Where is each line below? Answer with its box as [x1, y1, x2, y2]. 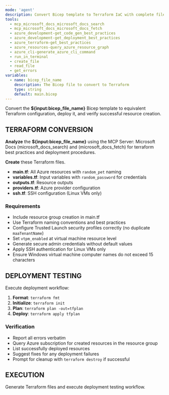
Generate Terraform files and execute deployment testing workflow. [5, 384, 146, 390]
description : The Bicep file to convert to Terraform [14, 82, 129, 87]
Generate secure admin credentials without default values [12, 241, 133, 247]
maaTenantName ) [12, 230, 44, 236]
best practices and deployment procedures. [5, 149, 96, 155]
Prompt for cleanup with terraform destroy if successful [12, 356, 130, 362]
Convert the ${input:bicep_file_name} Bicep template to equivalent [5, 105, 146, 111]
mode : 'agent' [5, 7, 35, 13]
